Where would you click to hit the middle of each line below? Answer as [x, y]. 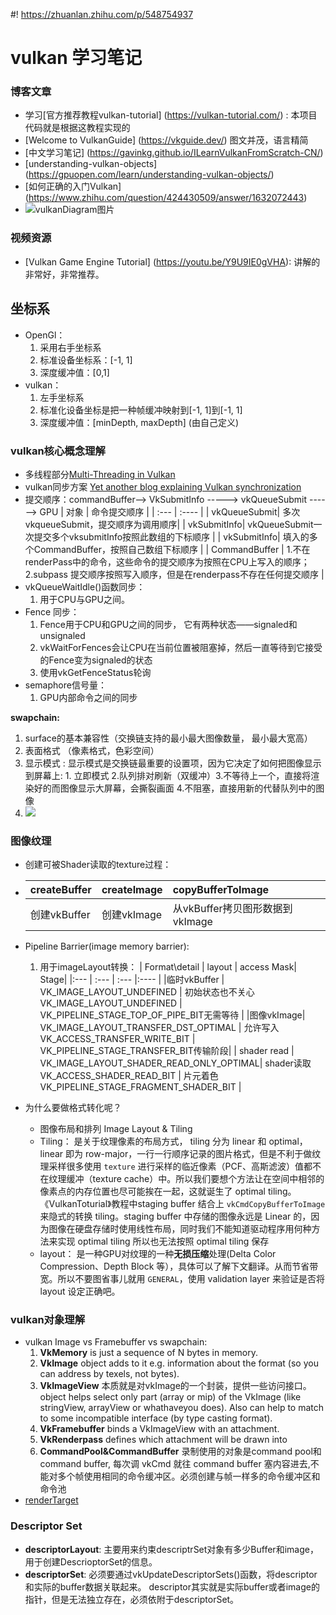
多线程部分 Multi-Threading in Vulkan [100, 474]
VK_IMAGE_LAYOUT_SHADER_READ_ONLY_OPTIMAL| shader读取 [175, 1063]
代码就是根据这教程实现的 [77, 128]
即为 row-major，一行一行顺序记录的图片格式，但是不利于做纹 [193, 1154]
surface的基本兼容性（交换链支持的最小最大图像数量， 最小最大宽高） [168, 738]
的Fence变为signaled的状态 [96, 660]
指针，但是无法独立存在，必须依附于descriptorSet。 [132, 1599]
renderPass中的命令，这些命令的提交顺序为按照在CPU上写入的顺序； [167, 561]
